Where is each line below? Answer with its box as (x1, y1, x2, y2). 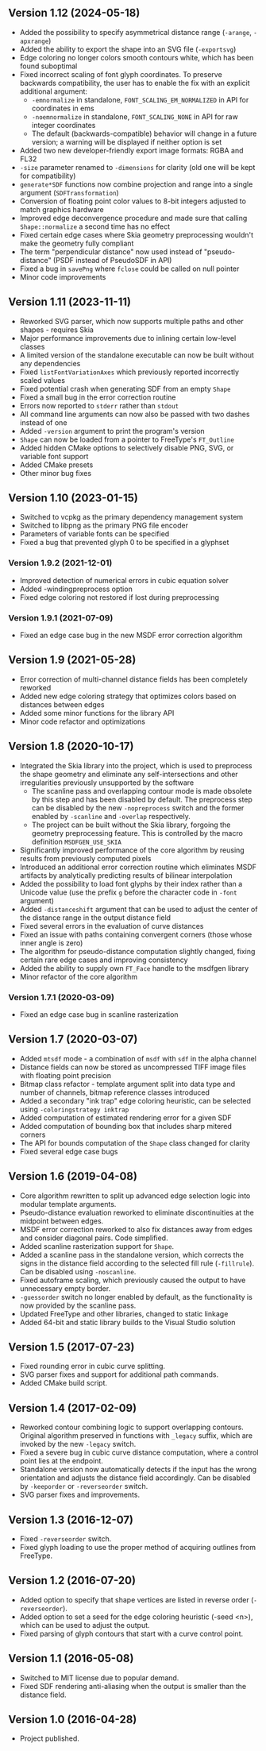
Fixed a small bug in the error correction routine (19, 392, 176, 402)
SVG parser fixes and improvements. (19, 1490, 141, 1500)
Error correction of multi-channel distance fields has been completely (19, 675, 248, 684)
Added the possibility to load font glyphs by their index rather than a (19, 879, 243, 888)
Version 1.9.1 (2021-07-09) (8, 612, 114, 623)
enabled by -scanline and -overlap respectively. (31, 811, 191, 821)
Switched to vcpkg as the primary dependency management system (19, 512, 244, 522)
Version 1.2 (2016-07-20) (8, 1574, 137, 1587)
